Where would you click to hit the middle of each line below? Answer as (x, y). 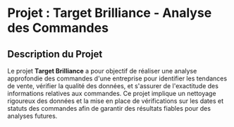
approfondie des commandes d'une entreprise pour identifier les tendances (117, 78)
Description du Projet (55, 54)
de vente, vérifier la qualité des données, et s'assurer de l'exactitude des (113, 86)
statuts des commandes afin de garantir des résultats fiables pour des (109, 108)
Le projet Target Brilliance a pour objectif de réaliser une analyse (102, 71)
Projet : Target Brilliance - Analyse (110, 13)
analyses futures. (32, 116)
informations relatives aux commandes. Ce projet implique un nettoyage (112, 93)
